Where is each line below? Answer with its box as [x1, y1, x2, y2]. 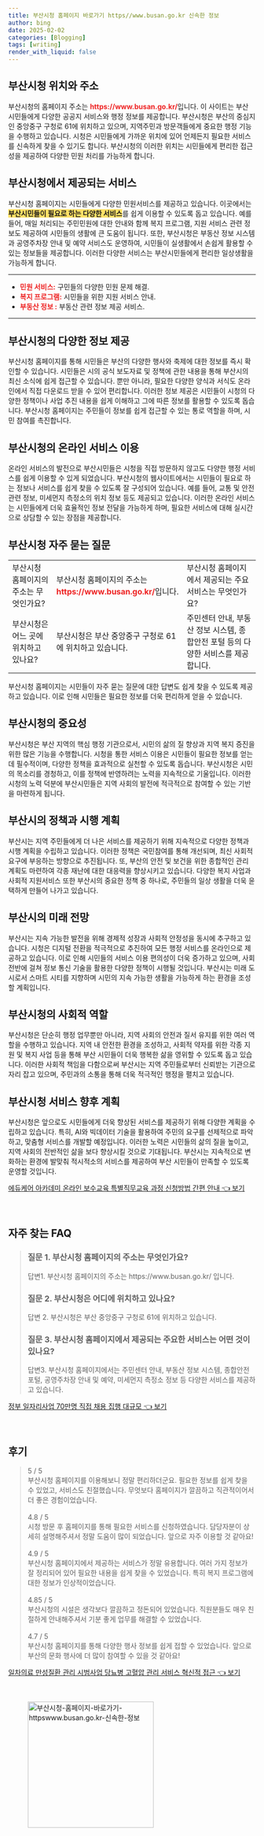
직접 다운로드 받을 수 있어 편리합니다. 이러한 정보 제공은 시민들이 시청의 [28, 386, 247, 396]
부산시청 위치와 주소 [8, 80, 99, 93]
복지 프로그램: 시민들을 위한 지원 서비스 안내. [19, 292, 156, 301]
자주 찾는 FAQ [8, 1227, 72, 1240]
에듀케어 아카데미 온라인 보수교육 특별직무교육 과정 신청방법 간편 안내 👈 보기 [8, 1183, 245, 1193]
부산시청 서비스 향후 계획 [8, 1095, 120, 1108]
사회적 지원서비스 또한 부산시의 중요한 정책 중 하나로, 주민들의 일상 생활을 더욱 [8, 876, 247, 885]
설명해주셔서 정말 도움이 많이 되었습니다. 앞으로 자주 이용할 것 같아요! [42, 1532, 254, 1541]
